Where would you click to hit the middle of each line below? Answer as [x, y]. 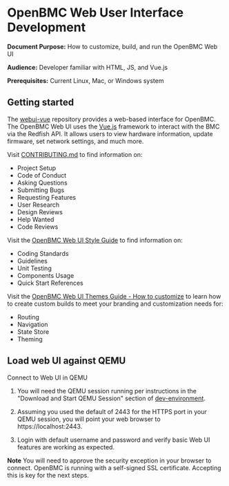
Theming [30, 339]
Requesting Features [47, 197]
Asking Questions [42, 183]
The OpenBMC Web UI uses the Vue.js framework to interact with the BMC [113, 127]
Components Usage [46, 275]
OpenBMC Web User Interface [96, 13]
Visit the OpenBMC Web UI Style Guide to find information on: [95, 240]
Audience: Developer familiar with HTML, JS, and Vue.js [87, 67]
